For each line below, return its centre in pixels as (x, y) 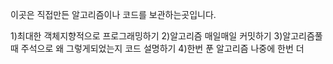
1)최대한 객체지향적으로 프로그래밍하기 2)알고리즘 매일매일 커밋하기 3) (146, 36)
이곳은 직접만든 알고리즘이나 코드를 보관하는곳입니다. (113, 14)
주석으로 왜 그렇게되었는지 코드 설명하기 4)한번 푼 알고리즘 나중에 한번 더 (162, 48)
